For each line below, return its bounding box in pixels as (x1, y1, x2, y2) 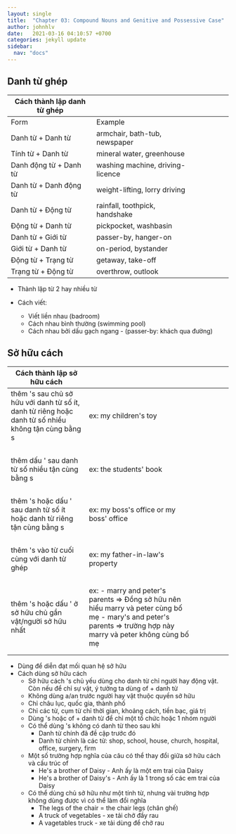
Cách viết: (17, 298, 48, 307)
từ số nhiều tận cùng (11, 464, 79, 474)
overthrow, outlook (96, 267, 159, 276)
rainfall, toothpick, (96, 200, 156, 210)
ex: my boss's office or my (88, 504, 176, 514)
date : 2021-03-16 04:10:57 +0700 (7, 30, 112, 37)
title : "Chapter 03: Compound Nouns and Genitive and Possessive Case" (7, 17, 225, 24)
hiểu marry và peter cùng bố (88, 603, 183, 612)
